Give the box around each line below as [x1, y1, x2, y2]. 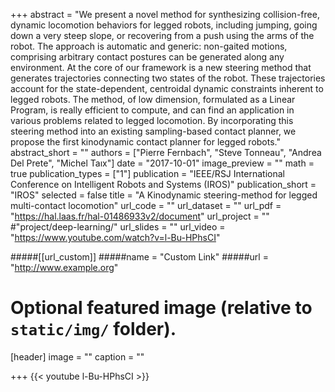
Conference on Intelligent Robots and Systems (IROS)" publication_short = [10, 179, 317, 190]
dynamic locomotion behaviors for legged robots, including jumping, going [10, 19, 318, 31]
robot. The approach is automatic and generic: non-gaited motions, [10, 40, 288, 52]
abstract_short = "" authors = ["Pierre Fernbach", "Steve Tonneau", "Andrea [10, 147, 322, 158]
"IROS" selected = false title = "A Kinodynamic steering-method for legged [10, 189, 318, 201]
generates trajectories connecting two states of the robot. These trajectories [10, 72, 326, 84]
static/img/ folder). [10, 318, 177, 341]
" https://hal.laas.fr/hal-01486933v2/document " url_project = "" [10, 210, 270, 222]
